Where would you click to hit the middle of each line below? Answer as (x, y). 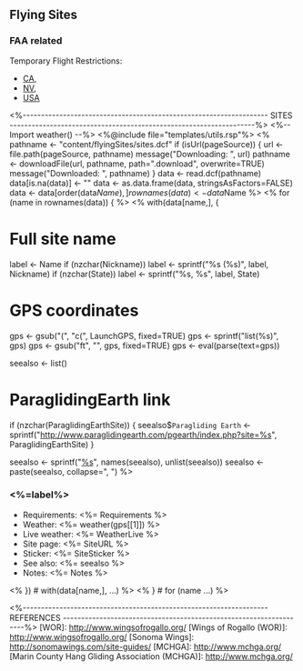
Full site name (63, 239)
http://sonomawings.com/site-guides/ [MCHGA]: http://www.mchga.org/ (146, 646)
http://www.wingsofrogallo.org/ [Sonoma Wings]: (102, 636)
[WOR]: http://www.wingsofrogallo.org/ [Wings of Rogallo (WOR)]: (164, 627)
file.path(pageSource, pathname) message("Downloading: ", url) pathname (150, 154)
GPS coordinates (74, 310)
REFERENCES (35, 617)
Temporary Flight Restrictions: (66, 60)
